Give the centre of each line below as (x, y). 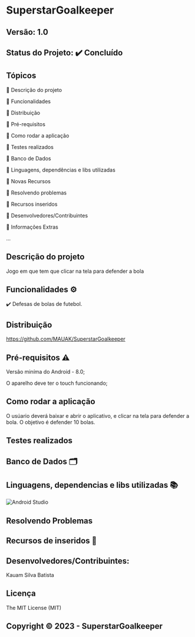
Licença (21, 594)
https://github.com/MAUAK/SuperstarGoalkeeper (66, 339)
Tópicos (21, 76)
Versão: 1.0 (27, 32)
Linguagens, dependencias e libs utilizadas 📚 (92, 485)
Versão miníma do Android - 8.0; (46, 372)
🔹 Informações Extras (32, 227)
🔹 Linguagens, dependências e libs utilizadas (61, 170)
